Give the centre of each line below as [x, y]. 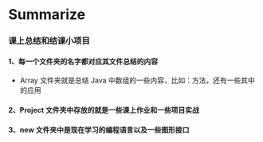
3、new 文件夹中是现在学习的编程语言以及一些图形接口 [99, 129]
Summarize [47, 15]
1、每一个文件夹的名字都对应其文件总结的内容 [83, 61]
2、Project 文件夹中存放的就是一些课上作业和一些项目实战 [104, 109]
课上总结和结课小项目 [49, 41]
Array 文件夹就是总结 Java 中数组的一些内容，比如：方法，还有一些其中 [137, 80]
